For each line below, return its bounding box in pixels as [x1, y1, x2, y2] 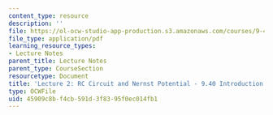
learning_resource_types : [8, 42, 96, 50]
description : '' [8, 19, 63, 28]
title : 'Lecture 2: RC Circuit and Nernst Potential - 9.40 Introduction [8, 79, 264, 87]
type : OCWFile [8, 87, 57, 96]
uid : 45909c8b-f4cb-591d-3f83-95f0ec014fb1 [8, 95, 158, 103]
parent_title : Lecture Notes [8, 57, 107, 66]
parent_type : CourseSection [8, 65, 104, 73]
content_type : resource [8, 11, 89, 20]
